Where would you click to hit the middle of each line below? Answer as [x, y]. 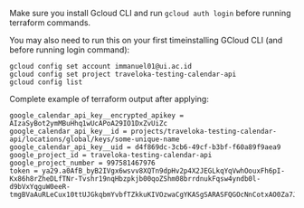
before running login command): [70, 50]
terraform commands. [50, 23]
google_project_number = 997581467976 [82, 163]
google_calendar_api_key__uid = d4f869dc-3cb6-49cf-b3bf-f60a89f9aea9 [145, 147]
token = [24, 171]
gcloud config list [46, 82]
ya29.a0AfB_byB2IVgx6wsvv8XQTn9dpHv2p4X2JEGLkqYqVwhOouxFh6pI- [163, 171]
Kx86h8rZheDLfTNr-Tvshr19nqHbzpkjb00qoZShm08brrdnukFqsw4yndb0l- [135, 179]
